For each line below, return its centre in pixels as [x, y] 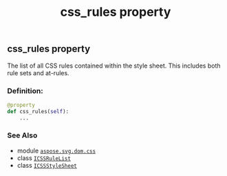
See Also [22, 135]
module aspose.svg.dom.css [56, 150]
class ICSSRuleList [44, 158]
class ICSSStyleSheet [47, 165]
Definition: [25, 90]
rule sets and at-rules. [39, 72]
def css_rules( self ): [38, 111]
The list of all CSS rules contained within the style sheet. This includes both [114, 66]
